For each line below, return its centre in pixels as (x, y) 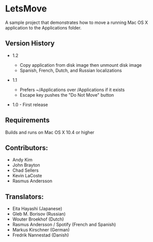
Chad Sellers (25, 170)
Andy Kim (22, 160)
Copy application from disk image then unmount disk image (81, 65)
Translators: (24, 196)
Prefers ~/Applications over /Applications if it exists (72, 90)
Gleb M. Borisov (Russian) (39, 214)
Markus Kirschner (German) (41, 230)
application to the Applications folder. (43, 27)
